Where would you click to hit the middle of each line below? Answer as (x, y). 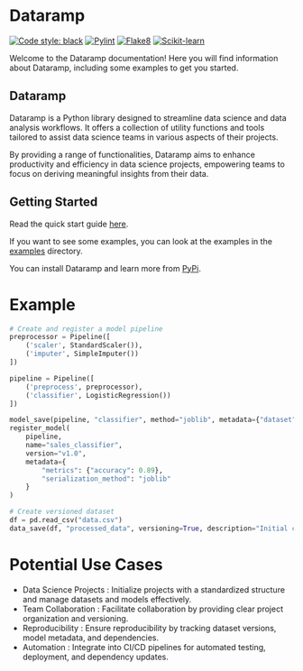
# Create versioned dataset (62, 512)
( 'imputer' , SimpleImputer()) (83, 354)
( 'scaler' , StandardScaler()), (84, 345)
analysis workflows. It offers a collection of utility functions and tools (137, 127)
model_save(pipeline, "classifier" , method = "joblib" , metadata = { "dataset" (153, 420)
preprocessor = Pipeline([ (60, 337)
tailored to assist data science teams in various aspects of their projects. (144, 137)
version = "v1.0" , (56, 453)
